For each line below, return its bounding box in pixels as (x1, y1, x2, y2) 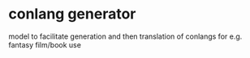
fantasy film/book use (8, 39, 81, 49)
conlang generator (8, 5, 136, 23)
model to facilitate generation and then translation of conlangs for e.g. (8, 31, 243, 41)
